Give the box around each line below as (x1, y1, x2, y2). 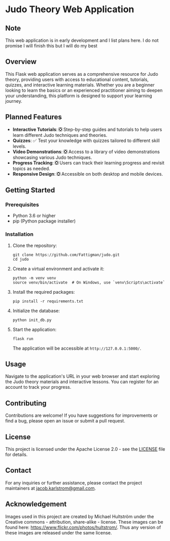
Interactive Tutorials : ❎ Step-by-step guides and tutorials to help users (12, 126, 162, 132)
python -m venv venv (12, 275, 56, 280)
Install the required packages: (12, 289, 75, 295)
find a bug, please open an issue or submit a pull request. (5, 418, 125, 424)
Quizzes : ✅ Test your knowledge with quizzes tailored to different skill (12, 137, 160, 144)
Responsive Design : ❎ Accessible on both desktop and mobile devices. (12, 170, 163, 177)
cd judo (12, 257, 29, 262)
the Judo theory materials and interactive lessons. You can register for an (5, 379, 159, 385)
